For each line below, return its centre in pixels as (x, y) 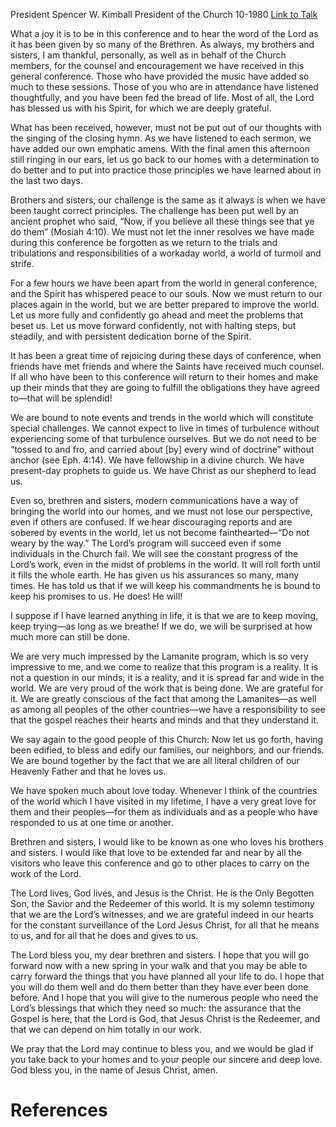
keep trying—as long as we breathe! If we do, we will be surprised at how (161, 626)
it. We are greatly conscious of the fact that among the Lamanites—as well (163, 698)
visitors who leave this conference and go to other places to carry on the (160, 863)
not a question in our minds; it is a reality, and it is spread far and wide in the (167, 677)
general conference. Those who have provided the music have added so (160, 76)
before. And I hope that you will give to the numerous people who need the (164, 997)
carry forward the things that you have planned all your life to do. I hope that (167, 976)
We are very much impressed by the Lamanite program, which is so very (159, 656)
